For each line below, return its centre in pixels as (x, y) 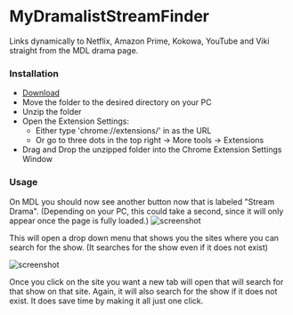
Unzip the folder (52, 112)
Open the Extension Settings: (75, 121)
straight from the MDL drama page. (74, 50)
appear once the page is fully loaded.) (79, 221)
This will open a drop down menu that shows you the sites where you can (144, 238)
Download (41, 93)
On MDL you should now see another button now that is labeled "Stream (142, 201)
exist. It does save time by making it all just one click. (106, 301)
